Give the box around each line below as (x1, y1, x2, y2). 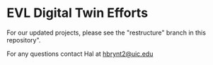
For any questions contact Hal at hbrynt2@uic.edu (6, 49, 154, 58)
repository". (6, 35, 41, 44)
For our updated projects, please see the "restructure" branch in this (6, 28, 207, 37)
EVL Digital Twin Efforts (6, 5, 149, 21)
